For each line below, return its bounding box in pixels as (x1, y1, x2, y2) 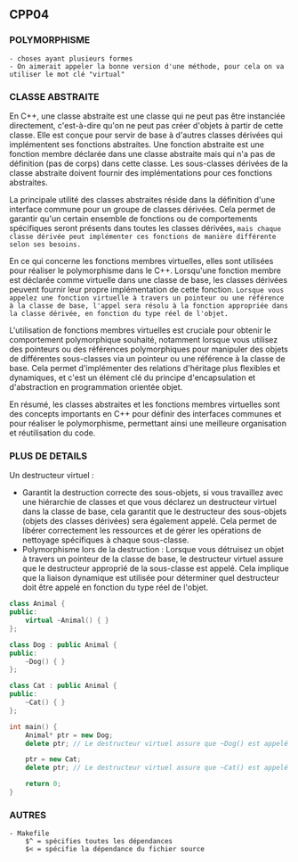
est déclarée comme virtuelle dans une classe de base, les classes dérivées (9, 274, 287, 285)
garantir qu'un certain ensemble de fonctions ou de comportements (9, 213, 258, 224)
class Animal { (9, 600, 66, 609)
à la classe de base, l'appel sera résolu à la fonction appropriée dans (9, 301, 289, 311)
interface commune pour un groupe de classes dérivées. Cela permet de (9, 203, 276, 214)
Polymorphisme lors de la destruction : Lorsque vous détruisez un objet (21, 544, 285, 555)
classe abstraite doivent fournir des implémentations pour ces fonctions (9, 167, 273, 178)
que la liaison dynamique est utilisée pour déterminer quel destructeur (21, 573, 280, 584)
